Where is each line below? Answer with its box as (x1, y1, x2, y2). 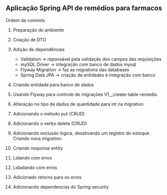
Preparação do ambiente (12, 27, 64, 33)
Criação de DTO (12, 36, 46, 42)
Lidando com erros (12, 154, 52, 160)
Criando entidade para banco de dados (12, 81, 94, 87)
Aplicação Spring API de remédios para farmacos (5, 4, 162, 12)
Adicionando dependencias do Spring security (12, 183, 109, 189)
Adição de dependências (12, 46, 64, 52)
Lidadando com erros (12, 164, 57, 170)
